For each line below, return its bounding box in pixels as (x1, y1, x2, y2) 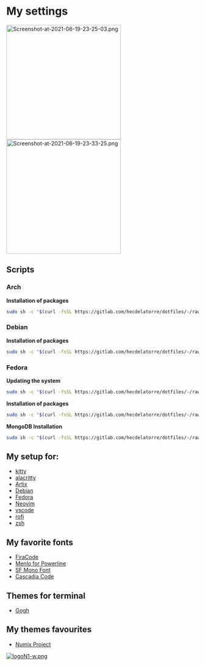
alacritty (15, 474, 37, 482)
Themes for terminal (6, 590, 85, 601)
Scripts (6, 264, 35, 275)
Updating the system (6, 377, 61, 384)
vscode (15, 507, 35, 514)
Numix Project (15, 640, 51, 648)
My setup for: (6, 451, 59, 461)
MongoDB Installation (6, 422, 63, 430)
